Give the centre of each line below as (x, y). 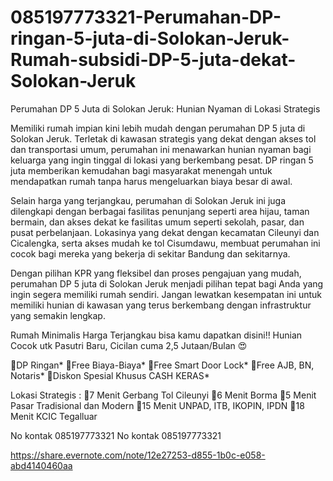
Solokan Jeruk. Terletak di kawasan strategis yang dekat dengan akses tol (163, 138)
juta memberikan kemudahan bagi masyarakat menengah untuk (141, 170)
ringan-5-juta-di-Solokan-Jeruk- (150, 38)
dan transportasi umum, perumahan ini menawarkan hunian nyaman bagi (161, 149)
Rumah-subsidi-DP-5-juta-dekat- (153, 60)
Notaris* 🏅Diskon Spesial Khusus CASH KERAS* (110, 375)
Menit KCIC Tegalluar (54, 416)
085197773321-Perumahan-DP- (146, 17)
